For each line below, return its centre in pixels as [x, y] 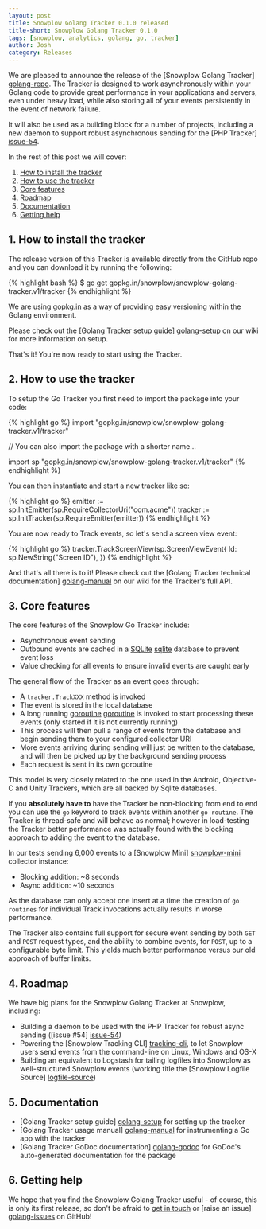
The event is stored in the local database [86, 705]
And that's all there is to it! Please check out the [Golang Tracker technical [129, 572]
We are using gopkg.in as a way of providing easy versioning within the [125, 306]
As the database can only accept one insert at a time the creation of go [124, 901]
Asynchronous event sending [68, 641]
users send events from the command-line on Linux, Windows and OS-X [138, 1052]
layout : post [30, 16]
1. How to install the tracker [77, 240]
